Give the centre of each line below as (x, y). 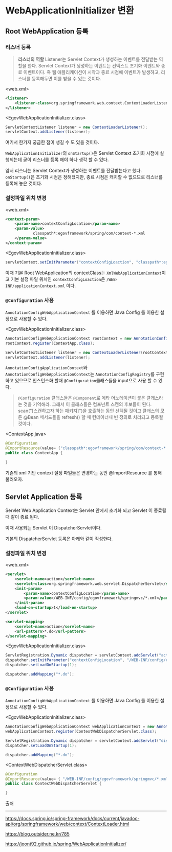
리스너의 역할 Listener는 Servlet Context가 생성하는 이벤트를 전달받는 (88, 59)
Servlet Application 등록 (44, 497)
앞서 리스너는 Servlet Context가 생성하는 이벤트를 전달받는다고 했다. (74, 171)
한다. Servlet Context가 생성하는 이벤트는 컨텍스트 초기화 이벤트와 (94, 65)
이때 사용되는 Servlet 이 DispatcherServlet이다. (53, 527)
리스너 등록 (18, 47)
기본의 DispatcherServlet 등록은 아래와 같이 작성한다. (59, 539)
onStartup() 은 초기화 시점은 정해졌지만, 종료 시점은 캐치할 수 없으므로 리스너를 (84, 177)
